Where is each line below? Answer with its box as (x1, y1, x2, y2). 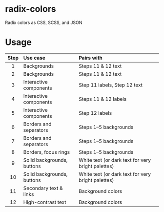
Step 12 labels (79, 109, 112, 116)
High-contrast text (23, 199, 66, 206)
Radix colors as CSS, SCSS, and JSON (5, 20, 82, 25)
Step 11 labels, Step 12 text (79, 82, 143, 88)
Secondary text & (23, 185, 63, 191)
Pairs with (79, 54, 102, 61)
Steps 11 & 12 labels (79, 95, 127, 102)
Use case (23, 54, 45, 61)
